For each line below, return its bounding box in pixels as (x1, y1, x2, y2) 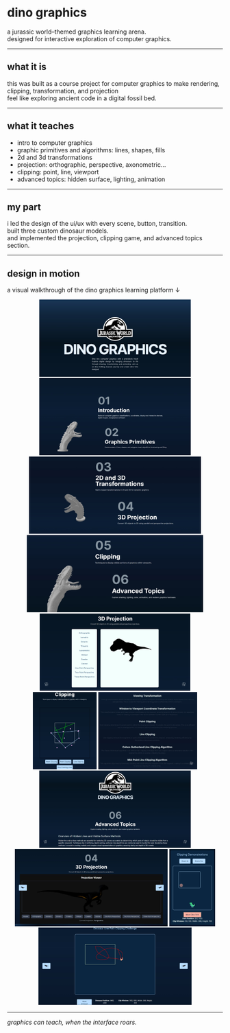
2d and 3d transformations (16, 153, 92, 161)
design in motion (7, 268, 80, 279)
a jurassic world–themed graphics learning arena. (7, 27, 146, 36)
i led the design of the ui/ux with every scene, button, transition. (7, 220, 188, 228)
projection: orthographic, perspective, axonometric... (16, 160, 166, 169)
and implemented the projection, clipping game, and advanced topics (7, 234, 203, 242)
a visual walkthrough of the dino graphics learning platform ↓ (7, 286, 181, 294)
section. (7, 242, 30, 250)
